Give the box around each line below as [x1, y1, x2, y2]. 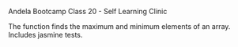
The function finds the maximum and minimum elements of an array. [8, 22, 231, 31]
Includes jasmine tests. [8, 31, 83, 39]
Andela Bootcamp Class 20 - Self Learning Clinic [8, 7, 168, 16]
